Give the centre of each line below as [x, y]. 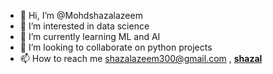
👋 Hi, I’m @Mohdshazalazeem [81, 15]
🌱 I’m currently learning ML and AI [90, 36]
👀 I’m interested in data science [84, 26]
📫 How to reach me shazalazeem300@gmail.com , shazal [141, 58]
